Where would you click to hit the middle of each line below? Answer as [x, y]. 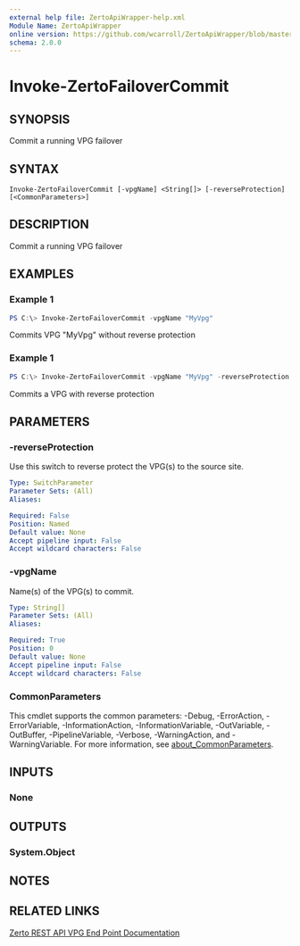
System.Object [42, 851]
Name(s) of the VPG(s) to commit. [72, 591]
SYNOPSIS [40, 119]
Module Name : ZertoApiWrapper [66, 26]
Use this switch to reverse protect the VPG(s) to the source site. [126, 467]
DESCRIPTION [49, 224]
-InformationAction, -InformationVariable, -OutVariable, [163, 725]
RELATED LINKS [54, 911]
